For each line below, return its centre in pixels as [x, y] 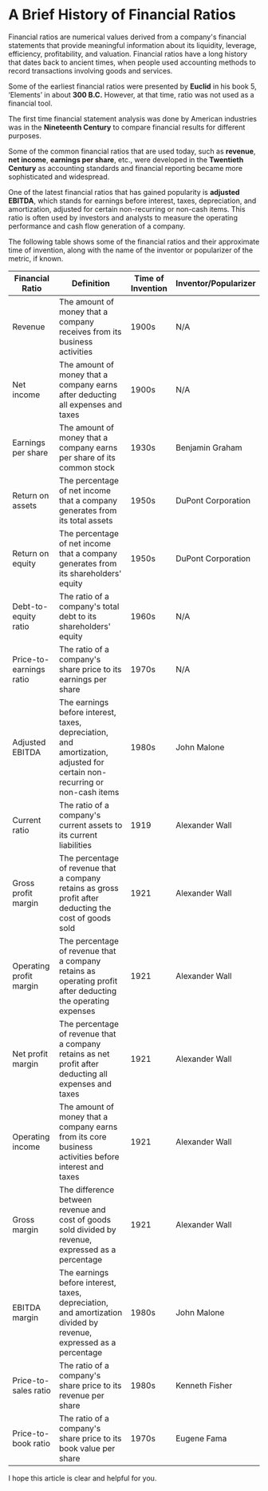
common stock [87, 467]
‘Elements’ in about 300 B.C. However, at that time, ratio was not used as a [131, 94]
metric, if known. [36, 258]
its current [78, 835]
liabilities [75, 845]
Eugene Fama [201, 1438]
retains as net [84, 1054]
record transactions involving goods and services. [91, 70]
